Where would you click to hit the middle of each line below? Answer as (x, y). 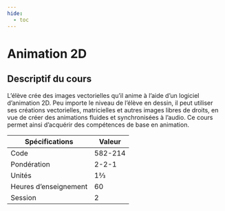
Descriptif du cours (49, 79)
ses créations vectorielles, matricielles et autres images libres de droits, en (113, 110)
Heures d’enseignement (49, 186)
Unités (21, 175)
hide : (15, 13)
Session (23, 197)
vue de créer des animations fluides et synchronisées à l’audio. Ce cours (110, 117)
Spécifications (49, 141)
